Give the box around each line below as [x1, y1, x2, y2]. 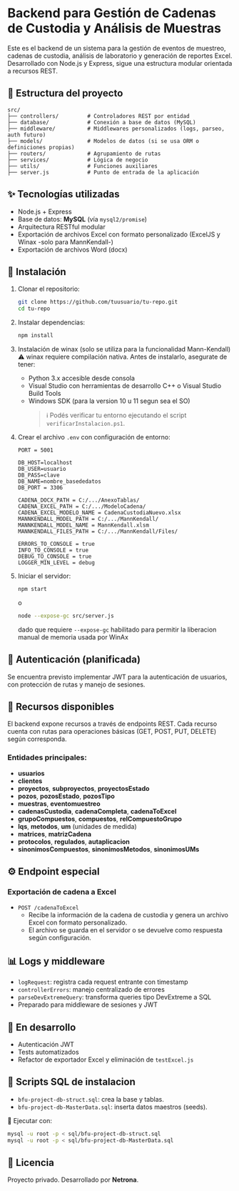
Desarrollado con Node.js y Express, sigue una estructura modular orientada [7, 59, 233, 67]
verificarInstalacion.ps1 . [46, 419, 126, 427]
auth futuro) [7, 131, 46, 139]
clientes [17, 777, 43, 785]
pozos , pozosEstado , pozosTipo [17, 792, 116, 800]
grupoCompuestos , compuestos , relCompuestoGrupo [17, 814, 182, 823]
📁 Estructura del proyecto [7, 87, 123, 99]
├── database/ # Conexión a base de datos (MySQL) [7, 119, 196, 126]
